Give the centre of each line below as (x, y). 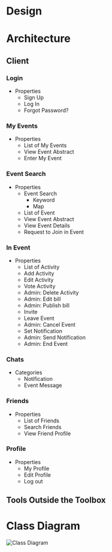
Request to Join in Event (54, 232)
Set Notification (43, 331)
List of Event (39, 213)
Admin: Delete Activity (51, 292)
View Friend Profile (47, 433)
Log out (33, 481)
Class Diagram (43, 526)
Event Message (43, 385)
